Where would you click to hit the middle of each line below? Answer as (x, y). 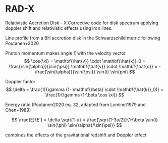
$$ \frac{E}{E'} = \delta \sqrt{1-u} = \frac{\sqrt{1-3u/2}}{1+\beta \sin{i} (85, 120)
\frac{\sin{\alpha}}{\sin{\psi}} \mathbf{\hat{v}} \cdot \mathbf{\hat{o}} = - (85, 66)
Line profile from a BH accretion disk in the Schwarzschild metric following (83, 38)
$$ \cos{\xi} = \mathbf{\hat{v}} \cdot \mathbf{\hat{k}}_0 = (85, 61)
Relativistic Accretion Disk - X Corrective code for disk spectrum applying (82, 23)
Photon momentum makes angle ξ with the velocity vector (66, 53)
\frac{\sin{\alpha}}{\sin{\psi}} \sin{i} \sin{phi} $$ (85, 72)
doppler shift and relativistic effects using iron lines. (59, 28)
